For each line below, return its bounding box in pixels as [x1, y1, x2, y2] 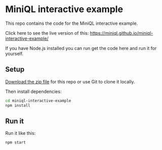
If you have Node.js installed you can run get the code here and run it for [5, 45, 157, 51]
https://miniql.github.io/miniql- [90, 30, 153, 36]
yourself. [5, 51, 24, 57]
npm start [5, 140, 26, 145]
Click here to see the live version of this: [5, 30, 89, 36]
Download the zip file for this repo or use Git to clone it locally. [5, 78, 135, 84]
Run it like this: [5, 130, 36, 136]
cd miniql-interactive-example [5, 98, 71, 103]
